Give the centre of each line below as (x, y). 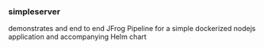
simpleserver (34, 12)
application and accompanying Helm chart (77, 37)
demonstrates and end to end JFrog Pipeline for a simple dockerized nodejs (132, 29)
